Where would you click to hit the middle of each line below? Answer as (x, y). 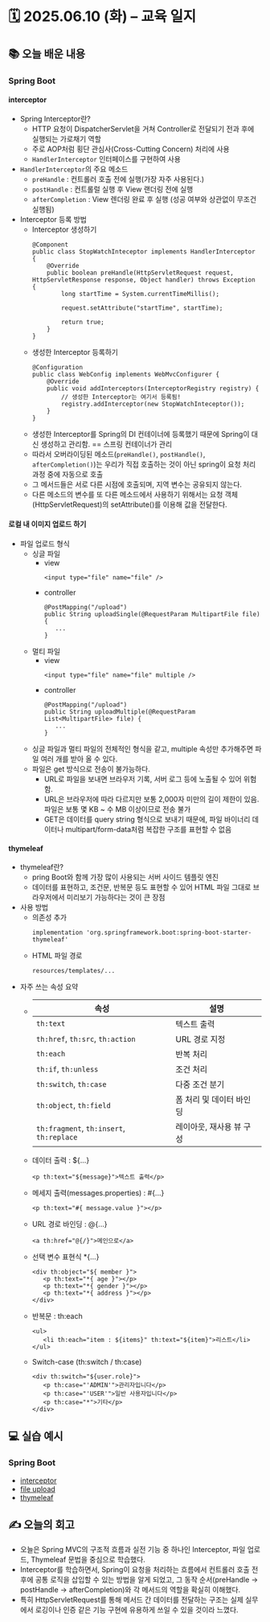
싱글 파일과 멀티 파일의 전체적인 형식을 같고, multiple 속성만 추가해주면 (143, 748)
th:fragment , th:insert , (81, 1129)
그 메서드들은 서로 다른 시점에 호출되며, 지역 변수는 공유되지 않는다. (137, 484)
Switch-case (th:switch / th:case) (87, 1362)
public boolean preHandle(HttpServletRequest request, (141, 273)
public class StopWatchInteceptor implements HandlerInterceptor (143, 251)
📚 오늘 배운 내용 (47, 54)
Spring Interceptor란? (55, 118)
